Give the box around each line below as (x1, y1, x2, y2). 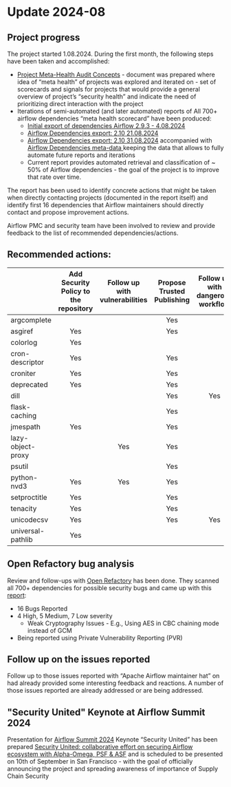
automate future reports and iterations (27, 151, 135, 159)
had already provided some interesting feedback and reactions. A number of (7, 679, 224, 687)
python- (10, 472, 38, 482)
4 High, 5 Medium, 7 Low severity (16, 611, 113, 620)
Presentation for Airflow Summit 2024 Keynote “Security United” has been (7, 735, 218, 744)
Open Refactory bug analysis (7, 558, 135, 570)
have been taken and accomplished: (7, 57, 110, 65)
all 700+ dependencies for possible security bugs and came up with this (7, 583, 212, 592)
